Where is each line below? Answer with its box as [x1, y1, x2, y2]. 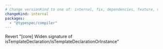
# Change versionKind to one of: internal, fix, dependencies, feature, [5, 7, 155, 12]
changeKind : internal [5, 12, 49, 16]
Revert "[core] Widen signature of [5, 34, 73, 39]
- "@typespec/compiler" [9, 20, 57, 25]
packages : [5, 16, 25, 21]
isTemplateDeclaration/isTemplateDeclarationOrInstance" [5, 39, 119, 45]
